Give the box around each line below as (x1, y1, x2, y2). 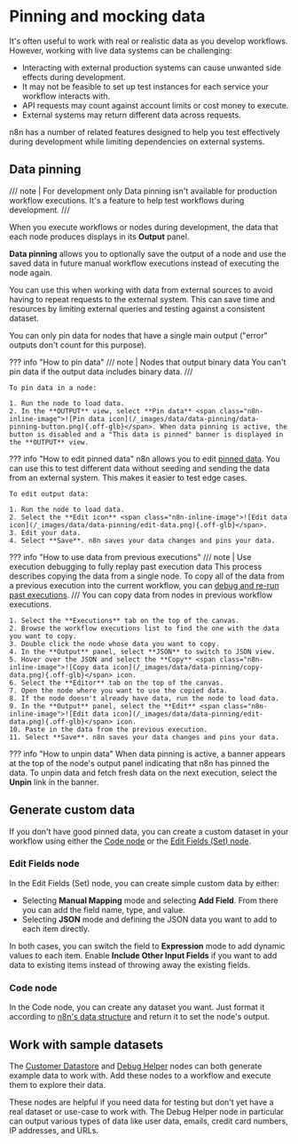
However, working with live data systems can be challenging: (9, 44, 232, 55)
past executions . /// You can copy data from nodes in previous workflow (9, 589, 273, 600)
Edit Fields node (9, 858, 80, 870)
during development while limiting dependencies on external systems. (9, 136, 265, 147)
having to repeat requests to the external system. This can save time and (9, 293, 276, 304)
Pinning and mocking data (9, 6, 206, 27)
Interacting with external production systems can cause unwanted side (21, 62, 282, 73)
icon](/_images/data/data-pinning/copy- (112, 662, 264, 672)
